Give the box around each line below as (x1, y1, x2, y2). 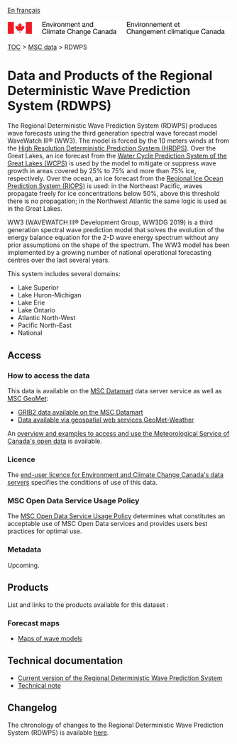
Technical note (17, 681, 62, 689)
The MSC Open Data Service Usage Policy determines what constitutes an (7, 512, 226, 520)
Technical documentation (7, 655, 123, 667)
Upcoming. (7, 561, 40, 569)
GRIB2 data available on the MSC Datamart (17, 407, 143, 416)
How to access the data (7, 371, 90, 381)
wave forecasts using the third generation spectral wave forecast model (7, 129, 218, 138)
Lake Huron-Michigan (17, 291, 82, 300)
